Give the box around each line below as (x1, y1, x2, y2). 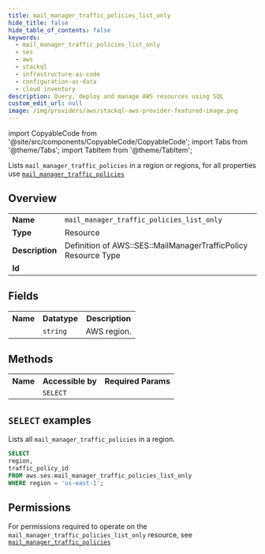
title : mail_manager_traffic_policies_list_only (8, 11, 171, 20)
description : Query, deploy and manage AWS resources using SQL (8, 92, 224, 100)
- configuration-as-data (15, 77, 97, 85)
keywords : (8, 33, 41, 42)
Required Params (104, 376, 171, 387)
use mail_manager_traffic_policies (8, 169, 125, 178)
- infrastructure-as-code (15, 70, 101, 78)
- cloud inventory (15, 84, 77, 93)
